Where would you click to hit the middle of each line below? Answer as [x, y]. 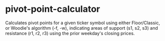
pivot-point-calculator [53, 9]
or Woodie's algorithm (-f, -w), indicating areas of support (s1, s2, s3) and [82, 28]
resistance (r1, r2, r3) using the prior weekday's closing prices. [70, 33]
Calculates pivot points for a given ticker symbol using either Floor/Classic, [83, 23]
